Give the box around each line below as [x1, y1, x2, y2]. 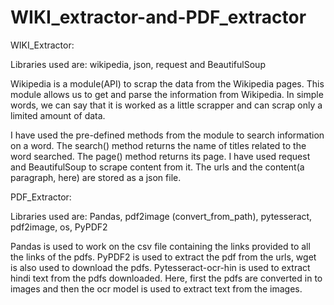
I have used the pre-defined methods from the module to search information [10, 129, 325, 141]
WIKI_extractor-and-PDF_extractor [10, 6, 307, 29]
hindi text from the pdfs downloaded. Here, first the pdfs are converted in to [10, 272, 323, 284]
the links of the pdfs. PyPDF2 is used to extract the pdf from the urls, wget [10, 251, 317, 263]
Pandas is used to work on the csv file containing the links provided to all [10, 240, 311, 252]
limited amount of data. [10, 109, 106, 121]
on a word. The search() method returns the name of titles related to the [10, 139, 307, 151]
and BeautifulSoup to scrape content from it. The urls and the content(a [10, 161, 305, 173]
